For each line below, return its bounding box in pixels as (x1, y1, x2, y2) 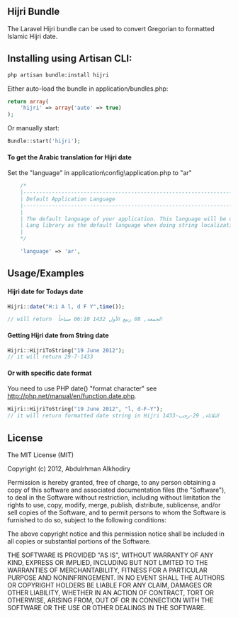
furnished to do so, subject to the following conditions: (7, 516, 166, 524)
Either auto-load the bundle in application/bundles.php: (7, 84, 169, 93)
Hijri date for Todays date (7, 287, 84, 296)
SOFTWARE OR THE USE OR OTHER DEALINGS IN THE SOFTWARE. (7, 604, 206, 612)
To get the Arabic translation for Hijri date (7, 152, 132, 162)
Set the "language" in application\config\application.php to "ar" (7, 169, 193, 177)
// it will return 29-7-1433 (7, 354, 93, 361)
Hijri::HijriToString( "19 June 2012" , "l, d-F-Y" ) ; (7, 405, 163, 413)
